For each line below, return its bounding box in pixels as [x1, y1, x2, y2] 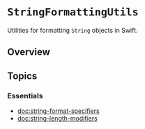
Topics [7, 70, 38, 82]
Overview [7, 46, 51, 58]
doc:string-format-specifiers [17, 107, 100, 115]
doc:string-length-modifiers [17, 114, 98, 123]
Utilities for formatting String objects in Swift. [7, 26, 138, 34]
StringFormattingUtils [7, 6, 139, 19]
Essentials [7, 91, 43, 100]
